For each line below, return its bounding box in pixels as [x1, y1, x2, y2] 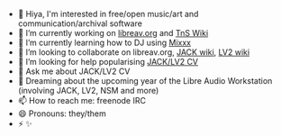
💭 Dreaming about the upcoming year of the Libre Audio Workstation [17, 76, 273, 86]
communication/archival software [17, 18, 142, 29]
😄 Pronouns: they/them [17, 108, 106, 119]
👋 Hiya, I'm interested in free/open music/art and [17, 9, 199, 19]
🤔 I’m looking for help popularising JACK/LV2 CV [17, 57, 199, 67]
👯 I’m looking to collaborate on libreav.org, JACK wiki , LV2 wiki [17, 47, 250, 58]
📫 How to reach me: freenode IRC [17, 95, 147, 105]
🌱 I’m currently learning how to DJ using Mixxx [17, 37, 192, 48]
